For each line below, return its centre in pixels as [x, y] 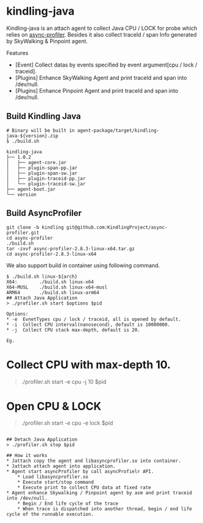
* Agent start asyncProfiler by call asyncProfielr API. [80, 472]
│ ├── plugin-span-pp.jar [42, 168]
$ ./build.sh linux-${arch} [42, 276]
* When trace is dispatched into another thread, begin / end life [105, 509]
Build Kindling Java [44, 116]
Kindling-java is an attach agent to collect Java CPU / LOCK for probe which [102, 28]
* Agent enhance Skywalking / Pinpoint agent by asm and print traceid [99, 493]
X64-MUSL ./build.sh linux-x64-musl [57, 287]
